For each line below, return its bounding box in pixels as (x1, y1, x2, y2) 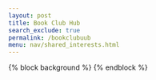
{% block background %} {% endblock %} (8, 63, 148, 72)
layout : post (8, 11, 52, 20)
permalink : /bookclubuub (8, 33, 91, 42)
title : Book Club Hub (8, 19, 81, 27)
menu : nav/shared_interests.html (8, 41, 120, 49)
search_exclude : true (8, 26, 81, 34)
